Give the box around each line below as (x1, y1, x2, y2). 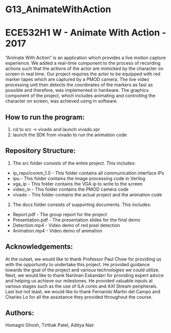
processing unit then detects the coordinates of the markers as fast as (5, 82, 153, 88)
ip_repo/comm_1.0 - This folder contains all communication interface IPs (12, 170, 164, 176)
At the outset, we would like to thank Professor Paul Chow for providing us (5, 256, 162, 262)
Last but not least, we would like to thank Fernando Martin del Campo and (5, 288, 161, 294)
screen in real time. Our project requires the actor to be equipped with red (5, 71, 161, 77)
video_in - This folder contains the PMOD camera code (12, 186, 129, 192)
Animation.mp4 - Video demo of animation (12, 227, 103, 234)
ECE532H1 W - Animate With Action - (5, 27, 166, 39)
